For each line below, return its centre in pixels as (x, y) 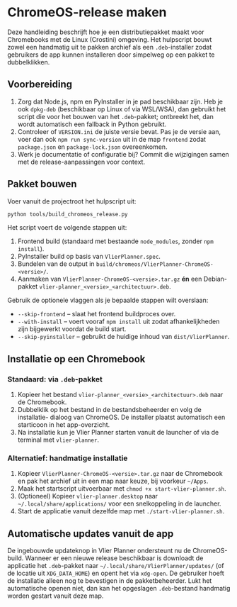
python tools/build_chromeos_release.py (68, 214)
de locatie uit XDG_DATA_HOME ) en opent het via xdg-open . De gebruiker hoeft (116, 573)
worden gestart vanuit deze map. (56, 596)
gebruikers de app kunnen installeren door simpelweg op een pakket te (111, 55)
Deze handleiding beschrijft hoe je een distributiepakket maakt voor (106, 32)
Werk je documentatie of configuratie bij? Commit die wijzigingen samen (123, 154)
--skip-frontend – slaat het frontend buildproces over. (97, 314)
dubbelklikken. (29, 62)
